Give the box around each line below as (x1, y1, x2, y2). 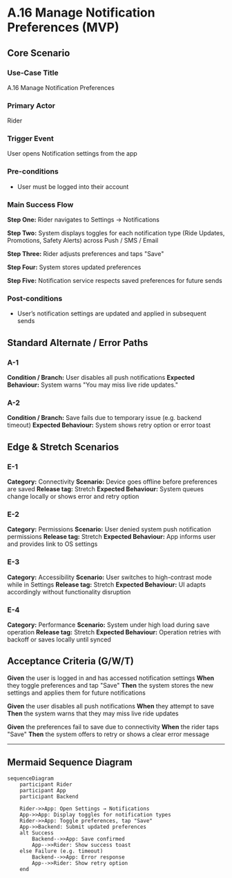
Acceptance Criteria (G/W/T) (7, 655, 135, 667)
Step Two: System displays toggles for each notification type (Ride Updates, (7, 229, 225, 237)
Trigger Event (7, 134, 54, 143)
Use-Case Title (7, 68, 59, 77)
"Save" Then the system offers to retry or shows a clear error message (7, 730, 209, 738)
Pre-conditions (7, 167, 59, 176)
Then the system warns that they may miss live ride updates (7, 709, 179, 717)
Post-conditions (7, 293, 63, 303)
